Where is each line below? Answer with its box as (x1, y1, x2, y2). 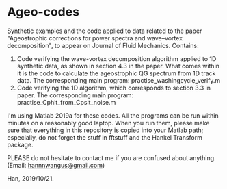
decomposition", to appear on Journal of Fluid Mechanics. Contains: (7, 41, 200, 49)
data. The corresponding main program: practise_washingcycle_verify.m (16, 76, 221, 84)
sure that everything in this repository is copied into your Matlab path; (7, 126, 204, 134)
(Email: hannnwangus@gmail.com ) (7, 161, 105, 169)
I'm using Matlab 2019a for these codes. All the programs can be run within (7, 111, 219, 120)
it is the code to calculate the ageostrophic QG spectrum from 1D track (16, 69, 216, 77)
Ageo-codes (7, 4, 80, 20)
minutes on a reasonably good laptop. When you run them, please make (7, 118, 210, 127)
